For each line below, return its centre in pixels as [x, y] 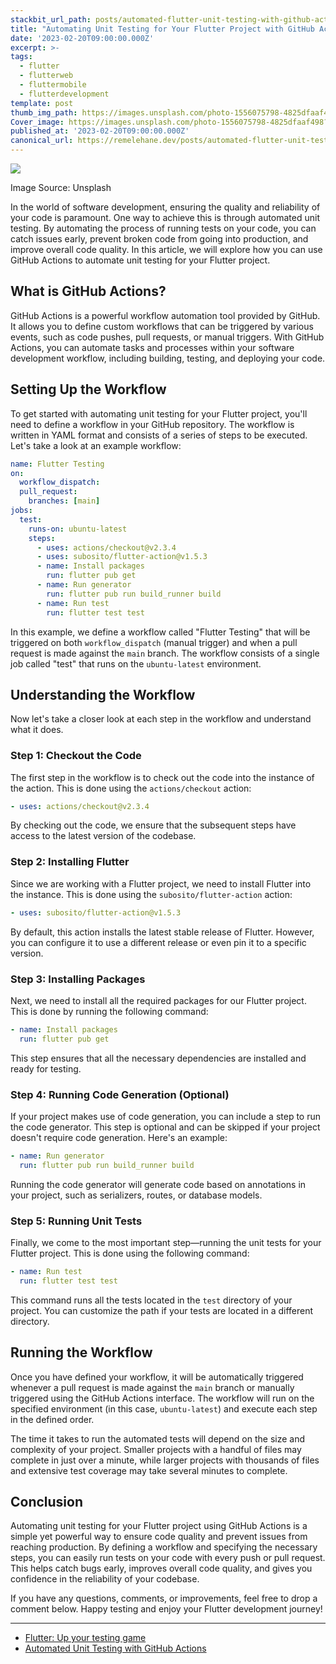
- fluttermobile [53, 85]
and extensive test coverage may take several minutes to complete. [149, 1470]
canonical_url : [42, 141]
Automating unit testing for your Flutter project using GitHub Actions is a [159, 1526]
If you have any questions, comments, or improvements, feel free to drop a [164, 1598]
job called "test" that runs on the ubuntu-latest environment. [136, 663]
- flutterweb [46, 76]
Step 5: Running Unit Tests [76, 1221]
